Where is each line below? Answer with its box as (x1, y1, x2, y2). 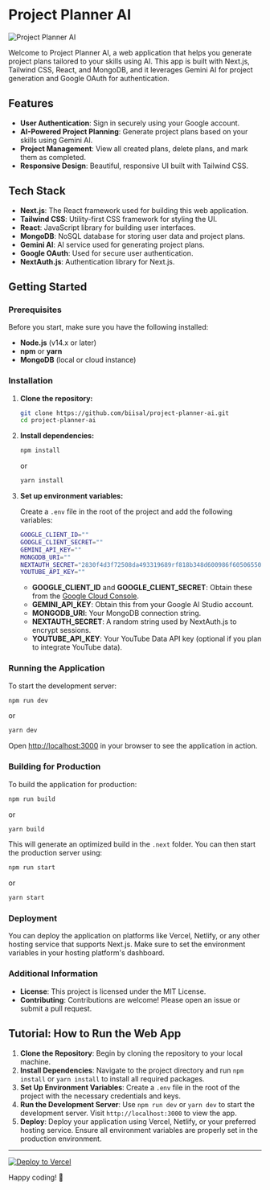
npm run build (8, 794, 56, 803)
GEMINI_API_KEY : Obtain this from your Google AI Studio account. (31, 600, 255, 609)
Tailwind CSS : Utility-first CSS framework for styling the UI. (19, 214, 218, 224)
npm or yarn (19, 347, 63, 356)
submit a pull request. (19, 1003, 92, 1013)
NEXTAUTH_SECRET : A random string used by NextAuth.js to (31, 617, 237, 626)
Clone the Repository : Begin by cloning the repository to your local (19, 1048, 243, 1058)
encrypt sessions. (31, 626, 92, 635)
